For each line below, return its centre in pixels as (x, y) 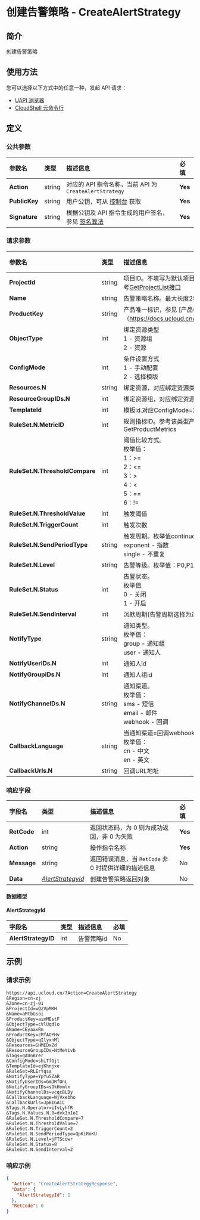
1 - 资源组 (138, 339)
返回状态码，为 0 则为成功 (126, 828)
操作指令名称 (108, 848)
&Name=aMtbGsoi (25, 1014)
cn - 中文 (136, 751)
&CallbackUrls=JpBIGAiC (36, 1103)
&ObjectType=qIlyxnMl (33, 1040)
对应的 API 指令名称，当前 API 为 (112, 184)
